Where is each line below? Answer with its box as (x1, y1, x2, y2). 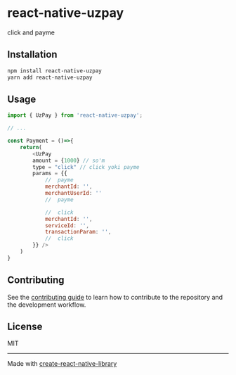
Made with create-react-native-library (7, 360, 117, 368)
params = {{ (32, 170, 68, 177)
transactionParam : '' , (44, 229, 112, 236)
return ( (20, 144, 42, 151)
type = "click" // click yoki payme (32, 163, 140, 170)
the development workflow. (7, 300, 86, 309)
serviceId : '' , (44, 222, 90, 229)
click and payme (7, 28, 55, 37)
